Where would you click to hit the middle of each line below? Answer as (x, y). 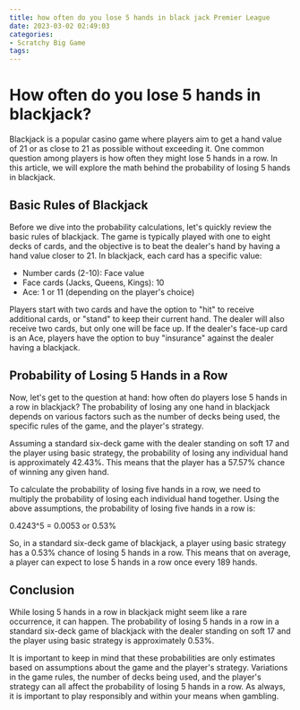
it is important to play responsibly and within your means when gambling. (144, 696)
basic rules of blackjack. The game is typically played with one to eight (140, 236)
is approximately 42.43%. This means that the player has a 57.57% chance (147, 462)
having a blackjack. (45, 347)
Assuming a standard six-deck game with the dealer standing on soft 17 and (149, 443)
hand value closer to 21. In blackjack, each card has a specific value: (136, 255)
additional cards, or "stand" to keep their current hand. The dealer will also (147, 318)
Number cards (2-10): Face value (83, 273)
